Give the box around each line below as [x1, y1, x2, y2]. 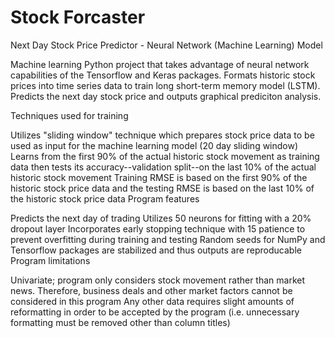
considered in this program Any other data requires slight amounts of [10, 295, 295, 307]
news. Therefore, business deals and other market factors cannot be [10, 284, 293, 296]
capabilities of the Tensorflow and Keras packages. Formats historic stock [10, 69, 316, 81]
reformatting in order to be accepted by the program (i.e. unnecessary [10, 306, 300, 318]
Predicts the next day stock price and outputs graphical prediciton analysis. [10, 90, 322, 102]
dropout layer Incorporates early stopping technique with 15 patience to [10, 222, 306, 235]
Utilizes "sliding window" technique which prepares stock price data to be [10, 129, 315, 141]
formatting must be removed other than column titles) [10, 316, 231, 328]
